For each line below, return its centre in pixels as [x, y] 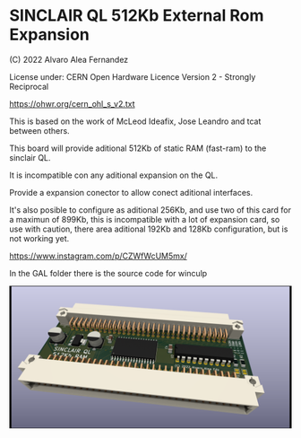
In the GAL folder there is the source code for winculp [108, 273]
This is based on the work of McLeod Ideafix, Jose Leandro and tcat [135, 121]
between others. [39, 130]
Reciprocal [29, 86]
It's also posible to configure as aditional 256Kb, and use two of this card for [150, 210]
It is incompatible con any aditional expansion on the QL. [114, 175]
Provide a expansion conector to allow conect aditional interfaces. [131, 192]
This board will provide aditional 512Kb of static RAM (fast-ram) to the [138, 148]
